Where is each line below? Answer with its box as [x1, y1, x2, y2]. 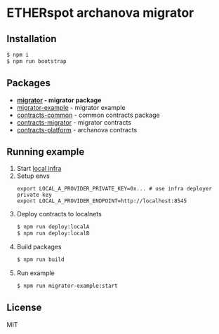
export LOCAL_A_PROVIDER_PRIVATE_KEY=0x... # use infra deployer [16, 186, 212, 193]
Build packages [16, 243, 62, 251]
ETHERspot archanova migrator [6, 5, 194, 21]
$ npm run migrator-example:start [16, 282, 118, 289]
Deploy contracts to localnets [16, 210, 102, 218]
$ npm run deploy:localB [16, 230, 90, 237]
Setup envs [16, 172, 50, 180]
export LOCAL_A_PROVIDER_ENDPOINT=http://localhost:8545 [16, 197, 187, 204]
